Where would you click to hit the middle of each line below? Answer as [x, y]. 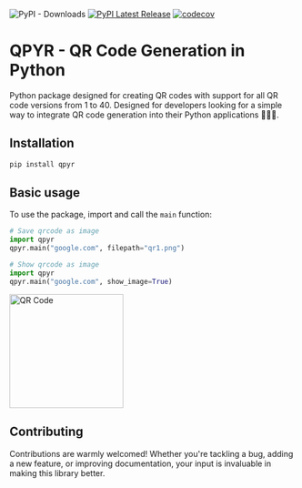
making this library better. [57, 473]
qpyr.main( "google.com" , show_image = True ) [91, 281]
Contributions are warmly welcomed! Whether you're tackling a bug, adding [151, 453]
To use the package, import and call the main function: [111, 215]
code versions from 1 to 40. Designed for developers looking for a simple [146, 105]
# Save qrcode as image [55, 231]
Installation [42, 143]
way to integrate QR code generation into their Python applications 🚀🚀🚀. [144, 115]
